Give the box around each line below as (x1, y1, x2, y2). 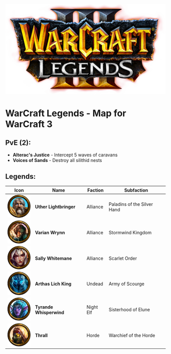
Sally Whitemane (35, 255, 72, 261)
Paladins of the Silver (108, 201, 153, 207)
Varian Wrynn (35, 229, 65, 235)
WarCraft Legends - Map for (5, 107, 126, 119)
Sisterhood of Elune (108, 307, 150, 313)
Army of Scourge (108, 281, 145, 287)
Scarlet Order (108, 255, 137, 261)
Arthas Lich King (35, 281, 72, 287)
